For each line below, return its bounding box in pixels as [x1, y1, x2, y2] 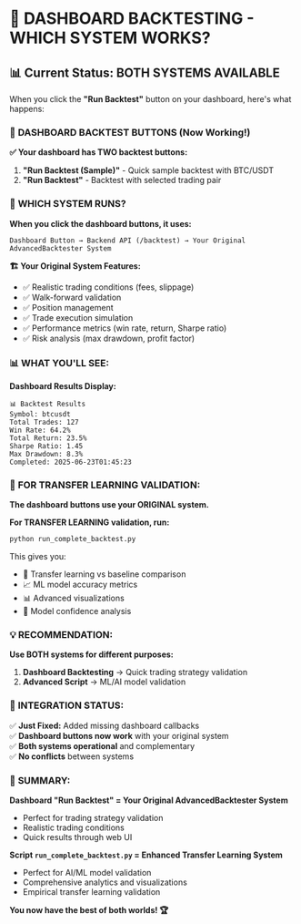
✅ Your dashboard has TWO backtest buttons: [9, 147, 188, 158]
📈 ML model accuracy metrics [22, 579, 138, 590]
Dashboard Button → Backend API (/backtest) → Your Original [9, 236, 246, 245]
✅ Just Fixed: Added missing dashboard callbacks [9, 720, 200, 731]
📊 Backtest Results [9, 399, 86, 408]
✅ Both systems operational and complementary [9, 740, 196, 751]
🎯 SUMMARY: [9, 774, 71, 786]
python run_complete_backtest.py [9, 535, 136, 544]
